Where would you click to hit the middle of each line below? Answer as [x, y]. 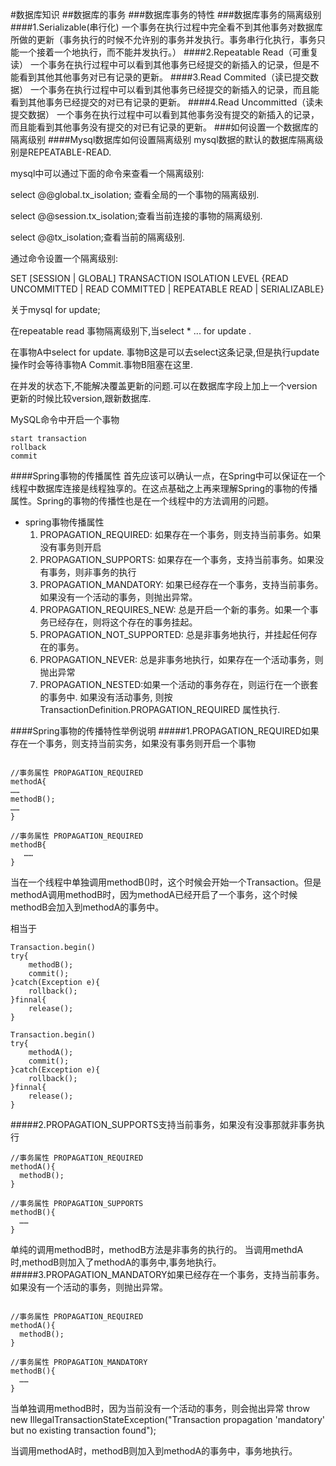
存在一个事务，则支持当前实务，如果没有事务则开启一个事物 [133, 743]
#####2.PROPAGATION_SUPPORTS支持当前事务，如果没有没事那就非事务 [163, 1124]
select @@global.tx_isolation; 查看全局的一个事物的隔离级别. [135, 194]
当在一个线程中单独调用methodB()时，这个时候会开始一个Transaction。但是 [166, 882]
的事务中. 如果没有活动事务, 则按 [106, 697]
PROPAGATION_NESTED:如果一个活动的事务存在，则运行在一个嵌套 [179, 684]
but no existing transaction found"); [83, 1430]
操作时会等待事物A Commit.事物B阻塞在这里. [101, 364]
